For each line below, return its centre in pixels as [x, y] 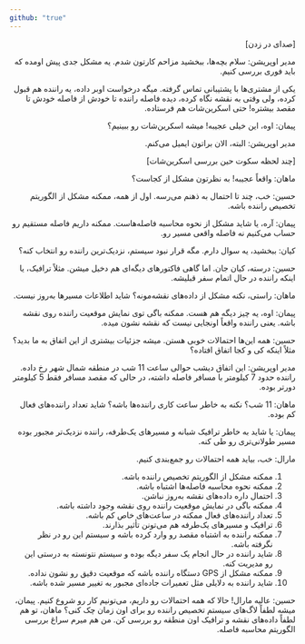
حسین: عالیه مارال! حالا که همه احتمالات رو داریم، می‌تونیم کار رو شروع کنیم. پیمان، [155, 599]
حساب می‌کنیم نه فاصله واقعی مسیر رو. [228, 233]
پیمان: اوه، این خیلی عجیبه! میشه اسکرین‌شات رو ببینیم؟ [202, 125]
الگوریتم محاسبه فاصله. [256, 629]
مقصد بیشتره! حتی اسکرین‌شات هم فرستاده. [220, 108]
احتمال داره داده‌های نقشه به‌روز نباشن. [207, 495]
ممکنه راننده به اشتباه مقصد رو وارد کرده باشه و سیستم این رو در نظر [155, 534]
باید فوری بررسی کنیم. [257, 71]
